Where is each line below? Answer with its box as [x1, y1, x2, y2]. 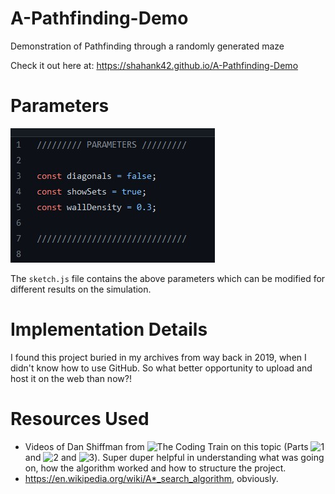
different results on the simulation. [10, 283, 152, 295]
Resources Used [10, 408, 150, 430]
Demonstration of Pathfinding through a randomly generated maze [10, 40, 285, 52]
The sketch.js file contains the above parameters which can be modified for [10, 272, 326, 284]
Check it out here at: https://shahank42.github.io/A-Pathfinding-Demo [10, 59, 299, 71]
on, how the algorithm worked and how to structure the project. [24, 462, 287, 474]
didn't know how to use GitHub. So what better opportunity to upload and [10, 362, 313, 374]
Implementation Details [10, 318, 208, 341]
